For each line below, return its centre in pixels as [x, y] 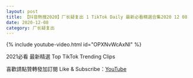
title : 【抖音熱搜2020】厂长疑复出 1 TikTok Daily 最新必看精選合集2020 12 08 [97, 17]
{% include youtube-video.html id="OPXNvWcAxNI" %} [74, 45]
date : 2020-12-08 [27, 22]
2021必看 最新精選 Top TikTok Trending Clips [61, 57]
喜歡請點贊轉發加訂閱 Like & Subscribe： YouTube [66, 69]
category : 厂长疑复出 [30, 28]
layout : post [22, 11]
